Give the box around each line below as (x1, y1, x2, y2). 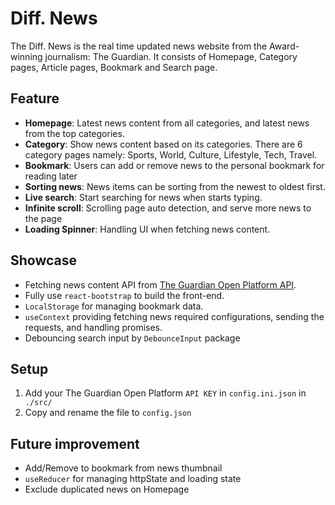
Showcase (10, 252, 78, 269)
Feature (10, 90, 60, 107)
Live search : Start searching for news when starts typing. (24, 191, 263, 203)
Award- (269, 40, 300, 52)
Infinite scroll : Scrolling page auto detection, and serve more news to (24, 202, 312, 214)
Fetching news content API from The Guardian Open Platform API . (24, 278, 297, 291)
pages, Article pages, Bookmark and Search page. (10, 61, 218, 73)
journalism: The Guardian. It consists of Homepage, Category (44, 50, 298, 62)
